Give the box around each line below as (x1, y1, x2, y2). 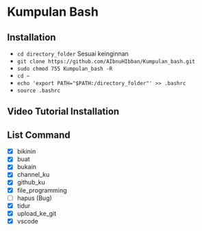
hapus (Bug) (16, 193, 53, 202)
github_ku (16, 178, 46, 186)
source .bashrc (16, 87, 61, 94)
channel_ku (16, 171, 50, 179)
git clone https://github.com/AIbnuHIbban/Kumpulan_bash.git (16, 58, 196, 65)
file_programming (16, 186, 67, 194)
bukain (16, 162, 36, 171)
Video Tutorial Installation (7, 106, 120, 117)
